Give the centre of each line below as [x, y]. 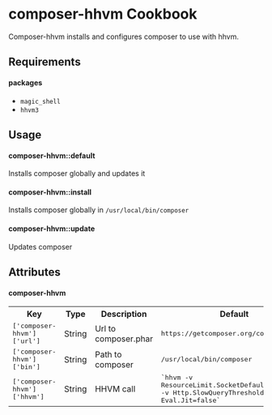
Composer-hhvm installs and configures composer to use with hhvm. [124, 36]
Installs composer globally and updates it [77, 173]
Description [124, 314]
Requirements [45, 62]
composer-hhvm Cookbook [103, 14]
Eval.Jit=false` [191, 401]
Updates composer [40, 246]
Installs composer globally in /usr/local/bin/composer [99, 210]
